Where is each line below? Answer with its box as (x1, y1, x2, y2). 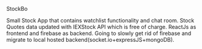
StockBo (6, 5, 28, 12)
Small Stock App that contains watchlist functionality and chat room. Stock (6, 17, 195, 24)
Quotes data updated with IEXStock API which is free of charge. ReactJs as (6, 24, 196, 30)
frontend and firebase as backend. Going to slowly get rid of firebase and (6, 30, 192, 37)
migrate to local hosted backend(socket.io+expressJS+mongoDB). (6, 36, 174, 43)
